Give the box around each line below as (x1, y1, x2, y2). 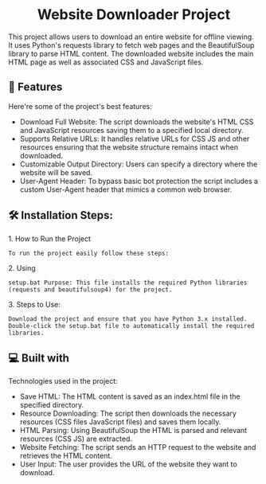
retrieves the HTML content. (19, 451, 113, 461)
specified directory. (19, 400, 84, 410)
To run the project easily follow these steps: (8, 249, 170, 257)
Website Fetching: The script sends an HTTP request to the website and (19, 443, 256, 452)
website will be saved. (19, 167, 93, 177)
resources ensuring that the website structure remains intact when (19, 142, 239, 152)
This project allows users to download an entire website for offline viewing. (8, 32, 255, 41)
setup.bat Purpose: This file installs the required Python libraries (8, 279, 248, 287)
